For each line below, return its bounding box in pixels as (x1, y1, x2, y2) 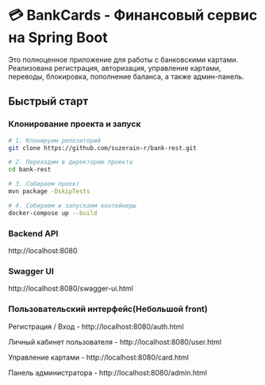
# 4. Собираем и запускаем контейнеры (8, 202, 136, 210)
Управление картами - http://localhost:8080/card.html (8, 352, 189, 362)
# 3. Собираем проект (8, 180, 80, 188)
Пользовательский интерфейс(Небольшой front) (8, 303, 208, 314)
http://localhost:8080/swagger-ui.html (8, 283, 133, 294)
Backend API (8, 228, 59, 239)
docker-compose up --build (8, 209, 98, 217)
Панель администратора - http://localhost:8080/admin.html (8, 368, 208, 377)
